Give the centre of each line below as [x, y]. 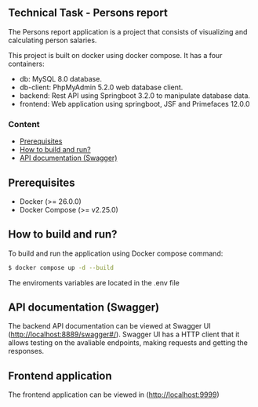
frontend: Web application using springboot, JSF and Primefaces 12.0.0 [134, 104]
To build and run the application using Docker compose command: [116, 253]
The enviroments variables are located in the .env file [94, 282]
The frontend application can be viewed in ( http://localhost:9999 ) [114, 394]
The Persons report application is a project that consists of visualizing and [128, 31]
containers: [26, 64]
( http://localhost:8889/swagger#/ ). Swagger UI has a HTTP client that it [124, 334]
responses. [26, 351]
